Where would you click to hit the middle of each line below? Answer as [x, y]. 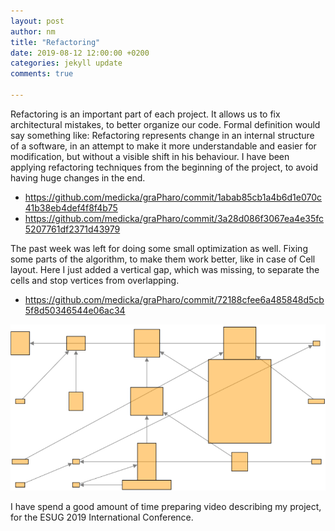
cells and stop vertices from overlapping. [95, 280]
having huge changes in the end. [78, 177]
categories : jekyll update [66, 63]
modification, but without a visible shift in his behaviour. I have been [150, 156]
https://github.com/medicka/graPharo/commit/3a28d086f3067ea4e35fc [174, 218]
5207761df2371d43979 [72, 229]
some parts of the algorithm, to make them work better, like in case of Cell [163, 259]
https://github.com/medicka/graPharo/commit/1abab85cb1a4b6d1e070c [173, 197]
